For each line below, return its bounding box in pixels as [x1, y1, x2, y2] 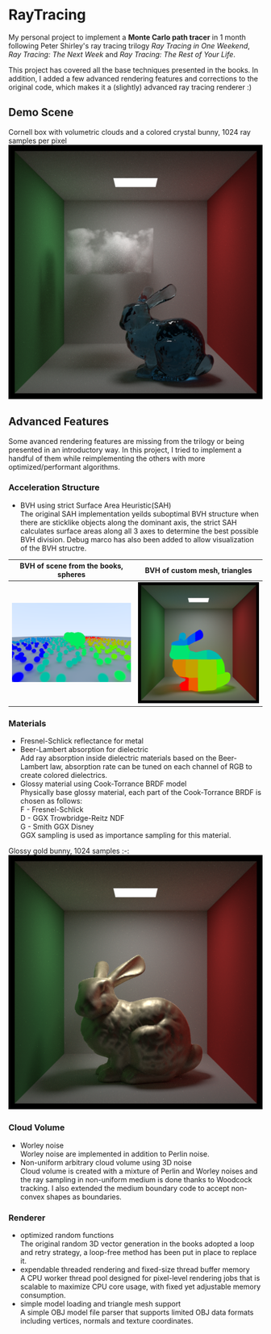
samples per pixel [8, 136, 67, 145]
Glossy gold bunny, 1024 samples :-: [8, 846, 130, 856]
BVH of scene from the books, [19, 561, 123, 571]
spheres [57, 570, 86, 579]
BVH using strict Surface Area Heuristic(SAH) [19, 500, 172, 510]
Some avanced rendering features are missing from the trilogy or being [8, 436, 244, 445]
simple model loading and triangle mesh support [19, 1299, 181, 1309]
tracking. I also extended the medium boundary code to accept [19, 1183, 230, 1193]
